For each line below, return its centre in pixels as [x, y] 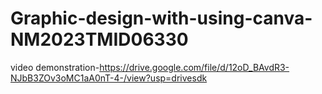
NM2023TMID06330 [99, 39]
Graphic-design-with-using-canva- [161, 18]
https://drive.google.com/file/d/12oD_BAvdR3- [194, 67]
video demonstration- [55, 67]
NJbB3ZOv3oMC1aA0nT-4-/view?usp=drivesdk [109, 78]
